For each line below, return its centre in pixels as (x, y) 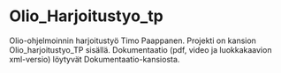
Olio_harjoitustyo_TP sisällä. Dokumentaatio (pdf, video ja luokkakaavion (140, 49)
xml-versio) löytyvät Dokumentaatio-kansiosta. (95, 59)
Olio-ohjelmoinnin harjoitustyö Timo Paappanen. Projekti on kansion (133, 40)
